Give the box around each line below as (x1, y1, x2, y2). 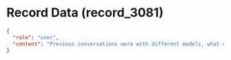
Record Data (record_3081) (6, 5, 163, 21)
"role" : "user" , (12, 34, 59, 41)
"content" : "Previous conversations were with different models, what (12, 40, 220, 48)
